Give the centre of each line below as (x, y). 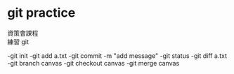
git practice (41, 13)
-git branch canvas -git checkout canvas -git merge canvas (93, 63)
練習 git (18, 42)
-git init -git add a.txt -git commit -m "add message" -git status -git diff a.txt (117, 55)
